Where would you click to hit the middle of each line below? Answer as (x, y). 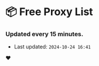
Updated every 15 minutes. (45, 34)
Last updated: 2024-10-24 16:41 (52, 47)
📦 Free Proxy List (49, 12)
